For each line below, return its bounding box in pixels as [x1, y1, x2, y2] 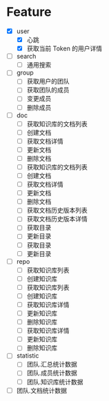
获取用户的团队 [26, 77, 70, 86]
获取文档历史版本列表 [26, 206, 88, 215]
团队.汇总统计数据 [26, 360, 77, 369]
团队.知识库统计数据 [26, 378, 83, 386]
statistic [16, 351, 39, 360]
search [16, 52, 37, 61]
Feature [6, 4, 52, 20]
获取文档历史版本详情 [26, 215, 88, 223]
